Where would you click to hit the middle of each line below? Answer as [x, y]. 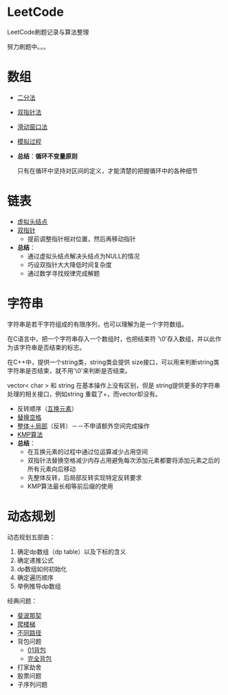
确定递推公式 [35, 560]
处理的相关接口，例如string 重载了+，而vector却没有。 [84, 394]
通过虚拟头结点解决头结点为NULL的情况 [83, 256]
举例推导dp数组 [39, 586]
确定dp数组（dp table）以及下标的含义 [71, 552]
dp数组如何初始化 [42, 569]
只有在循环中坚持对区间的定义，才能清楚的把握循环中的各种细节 [107, 170]
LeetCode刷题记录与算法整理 [48, 32]
